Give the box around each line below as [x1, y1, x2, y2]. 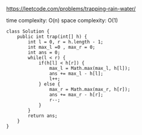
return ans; [28, 113, 58, 119]
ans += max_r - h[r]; [49, 92, 103, 98]
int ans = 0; [28, 49, 61, 55]
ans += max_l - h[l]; [49, 71, 103, 77]
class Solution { [6, 28, 50, 34]
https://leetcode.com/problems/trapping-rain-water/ [6, 5, 136, 12]
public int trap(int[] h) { [17, 34, 87, 40]
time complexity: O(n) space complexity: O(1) [6, 17, 119, 24]
